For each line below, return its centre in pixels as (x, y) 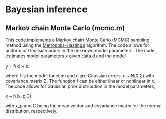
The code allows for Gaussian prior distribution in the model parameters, (80, 86)
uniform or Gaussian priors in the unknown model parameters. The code (80, 51)
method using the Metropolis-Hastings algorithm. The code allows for (77, 45)
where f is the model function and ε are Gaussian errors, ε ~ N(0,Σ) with (80, 76)
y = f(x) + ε (17, 66)
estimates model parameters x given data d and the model (65, 56)
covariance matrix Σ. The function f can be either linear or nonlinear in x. (80, 81)
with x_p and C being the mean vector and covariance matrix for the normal (84, 106)
